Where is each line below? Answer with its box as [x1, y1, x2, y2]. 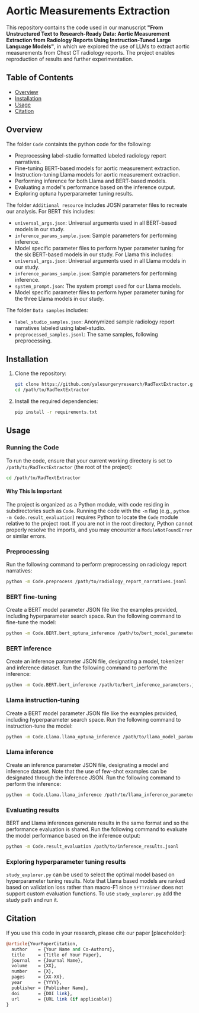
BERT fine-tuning [6, 593, 57, 601]
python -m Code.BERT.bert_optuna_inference [6, 630, 115, 637]
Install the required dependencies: [14, 398, 99, 405]
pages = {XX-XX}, [11, 974, 65, 980]
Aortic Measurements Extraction [6, 4, 171, 18]
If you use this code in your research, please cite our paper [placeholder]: [6, 929, 186, 936]
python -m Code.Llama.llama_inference [6, 792, 102, 798]
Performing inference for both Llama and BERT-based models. [14, 177, 167, 184]
